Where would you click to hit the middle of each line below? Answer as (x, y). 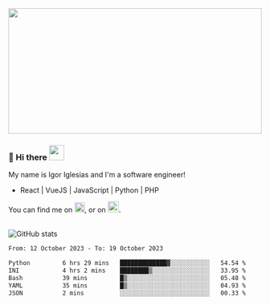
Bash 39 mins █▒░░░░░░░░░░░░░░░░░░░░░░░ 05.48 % (127, 278)
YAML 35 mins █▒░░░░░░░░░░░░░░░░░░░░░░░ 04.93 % (127, 285)
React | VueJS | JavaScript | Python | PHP (89, 190)
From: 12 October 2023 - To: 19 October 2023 (86, 249)
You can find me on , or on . (65, 210)
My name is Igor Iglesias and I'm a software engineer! (97, 175)
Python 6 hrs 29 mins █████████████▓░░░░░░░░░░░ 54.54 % (127, 263)
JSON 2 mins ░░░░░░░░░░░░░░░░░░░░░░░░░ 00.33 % (127, 293)
